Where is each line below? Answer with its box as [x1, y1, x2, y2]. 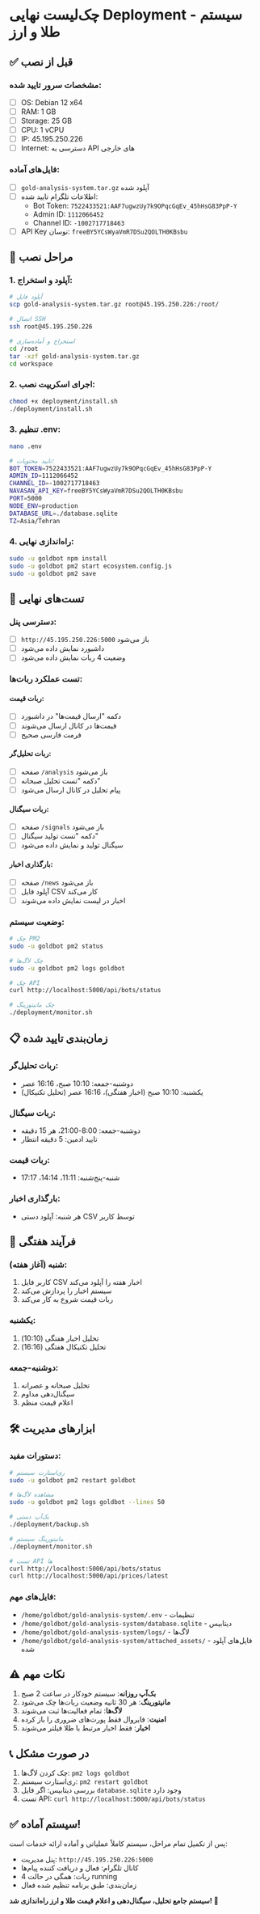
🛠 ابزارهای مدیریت [9, 1422, 95, 1436]
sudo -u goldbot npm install [9, 554, 107, 563]
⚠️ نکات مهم [9, 1667, 65, 1681]
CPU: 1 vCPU [20, 125, 65, 135]
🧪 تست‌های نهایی [9, 592, 85, 606]
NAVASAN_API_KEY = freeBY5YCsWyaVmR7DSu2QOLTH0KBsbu [9, 487, 183, 495]
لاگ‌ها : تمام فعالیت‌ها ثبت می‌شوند [20, 1706, 123, 1716]
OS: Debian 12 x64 [20, 97, 83, 107]
